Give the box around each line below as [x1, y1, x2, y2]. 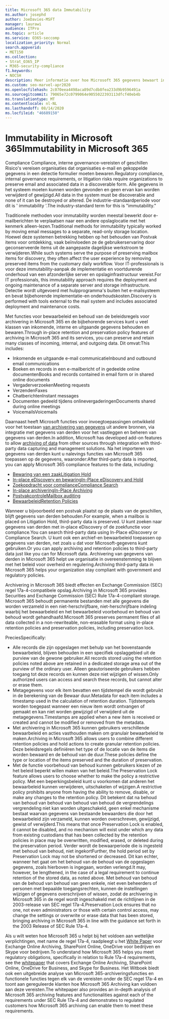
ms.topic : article [5, 31, 44, 36]
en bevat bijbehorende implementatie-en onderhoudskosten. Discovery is [5, 293, 157, 299]
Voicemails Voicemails [12, 409, 58, 415]
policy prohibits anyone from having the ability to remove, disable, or [12, 789, 155, 795]
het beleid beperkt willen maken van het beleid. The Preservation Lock [12, 767, 157, 773]
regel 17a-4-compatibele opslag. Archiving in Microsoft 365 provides [5, 587, 147, 593]
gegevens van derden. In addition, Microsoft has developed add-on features [5, 434, 162, 440]
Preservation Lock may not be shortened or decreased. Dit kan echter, [12, 853, 158, 859]
